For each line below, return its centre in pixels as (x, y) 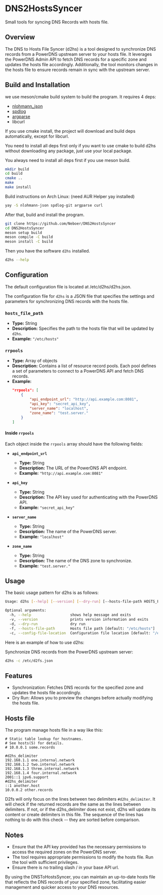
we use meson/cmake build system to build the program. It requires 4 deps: (81, 97)
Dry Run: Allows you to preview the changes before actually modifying (82, 698)
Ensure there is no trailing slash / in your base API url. (65, 867)
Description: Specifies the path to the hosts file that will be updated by (83, 328)
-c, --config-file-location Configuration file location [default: (80, 633)
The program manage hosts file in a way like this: (54, 730)
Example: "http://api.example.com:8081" (61, 473)
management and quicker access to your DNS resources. (62, 887)
